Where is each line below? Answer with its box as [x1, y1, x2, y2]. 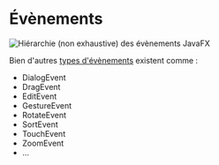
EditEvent [21, 91, 57, 101]
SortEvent [21, 119, 59, 130]
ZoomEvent [21, 138, 64, 148]
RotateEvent [21, 109, 67, 120]
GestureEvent [21, 100, 72, 110]
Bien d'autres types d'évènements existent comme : [9, 55, 199, 65]
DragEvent [21, 81, 61, 92]
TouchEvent [21, 128, 66, 139]
